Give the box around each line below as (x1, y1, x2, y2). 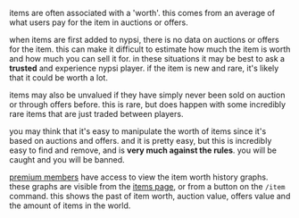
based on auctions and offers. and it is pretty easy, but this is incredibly (9, 136, 272, 146)
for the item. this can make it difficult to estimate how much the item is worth (9, 44, 291, 54)
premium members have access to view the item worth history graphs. (9, 172, 269, 182)
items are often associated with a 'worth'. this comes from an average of (9, 8, 275, 18)
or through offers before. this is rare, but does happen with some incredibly (9, 99, 287, 110)
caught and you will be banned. (9, 155, 125, 164)
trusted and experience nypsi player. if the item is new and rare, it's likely (9, 63, 279, 73)
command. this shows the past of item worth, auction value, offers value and (9, 191, 291, 201)
